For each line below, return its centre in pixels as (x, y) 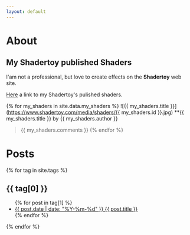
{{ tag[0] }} (27, 189)
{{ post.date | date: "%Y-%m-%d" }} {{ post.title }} (76, 209)
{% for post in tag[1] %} (43, 203)
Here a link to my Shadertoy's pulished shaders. (64, 94)
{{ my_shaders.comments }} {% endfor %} (72, 130)
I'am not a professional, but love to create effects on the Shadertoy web (94, 77)
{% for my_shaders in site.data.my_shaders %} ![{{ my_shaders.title (88, 106)
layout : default (26, 12)
